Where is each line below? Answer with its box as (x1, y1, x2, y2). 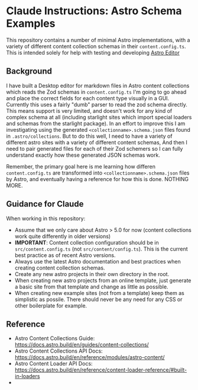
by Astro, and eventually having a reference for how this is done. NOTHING (6, 175, 189, 182)
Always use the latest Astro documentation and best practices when (14, 258, 181, 265)
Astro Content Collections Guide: (14, 335, 95, 342)
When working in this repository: (6, 215, 86, 222)
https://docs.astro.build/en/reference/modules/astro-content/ (14, 354, 165, 361)
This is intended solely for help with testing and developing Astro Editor (6, 49, 180, 56)
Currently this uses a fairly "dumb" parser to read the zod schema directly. (6, 101, 187, 108)
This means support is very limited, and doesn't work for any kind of (6, 107, 173, 114)
